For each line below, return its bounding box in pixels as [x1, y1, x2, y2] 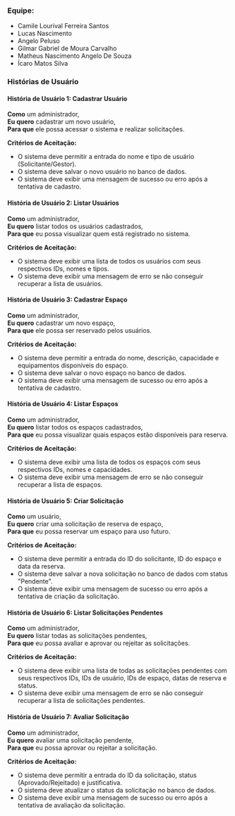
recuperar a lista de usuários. [17, 279, 103, 288]
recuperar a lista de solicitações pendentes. [17, 697, 145, 705]
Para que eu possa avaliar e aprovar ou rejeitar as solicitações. [7, 639, 191, 648]
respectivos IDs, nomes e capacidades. [17, 466, 133, 474]
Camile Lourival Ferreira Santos [17, 22, 109, 30]
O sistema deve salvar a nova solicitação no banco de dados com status [17, 569, 228, 578]
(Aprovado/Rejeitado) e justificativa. [17, 778, 122, 786]
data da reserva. [17, 562, 66, 571]
